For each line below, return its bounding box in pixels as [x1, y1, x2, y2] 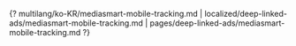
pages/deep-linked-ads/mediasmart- [149, 18, 285, 28]
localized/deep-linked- [204, 9, 288, 19]
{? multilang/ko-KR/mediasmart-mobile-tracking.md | [9, 9, 203, 19]
